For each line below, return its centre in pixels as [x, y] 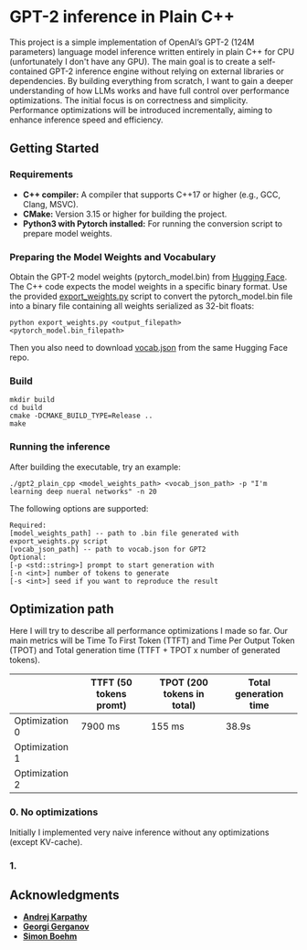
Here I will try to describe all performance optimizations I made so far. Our [148, 631]
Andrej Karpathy [55, 917]
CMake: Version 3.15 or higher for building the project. [125, 214]
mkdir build [32, 400]
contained [28, 71]
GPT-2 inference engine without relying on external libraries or [167, 71]
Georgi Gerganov [56, 927]
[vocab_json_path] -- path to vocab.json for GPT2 [108, 549]
